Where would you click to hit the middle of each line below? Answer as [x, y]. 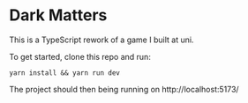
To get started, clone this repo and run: [80, 56]
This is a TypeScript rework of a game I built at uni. [101, 40]
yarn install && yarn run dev [65, 73]
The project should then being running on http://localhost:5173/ [124, 89]
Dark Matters [58, 15]
